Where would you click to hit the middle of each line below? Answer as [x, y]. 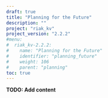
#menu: [14, 39]
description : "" [26, 23]
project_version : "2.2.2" [38, 34]
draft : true [21, 12]
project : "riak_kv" [30, 28]
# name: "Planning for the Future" [54, 51]
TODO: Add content [31, 90]
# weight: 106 [28, 62]
